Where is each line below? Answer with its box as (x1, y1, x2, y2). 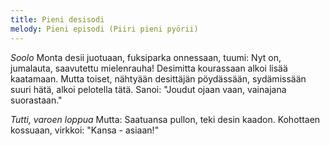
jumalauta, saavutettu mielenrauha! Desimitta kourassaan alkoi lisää (10, 62, 288, 74)
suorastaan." (10, 94, 63, 106)
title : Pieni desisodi (10, 14, 105, 25)
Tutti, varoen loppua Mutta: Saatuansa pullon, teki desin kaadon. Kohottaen (10, 113, 321, 125)
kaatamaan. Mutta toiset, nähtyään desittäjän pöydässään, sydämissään (10, 72, 307, 85)
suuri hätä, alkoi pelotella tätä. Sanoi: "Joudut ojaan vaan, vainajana (10, 83, 287, 95)
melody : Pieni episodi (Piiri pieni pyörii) (10, 24, 199, 34)
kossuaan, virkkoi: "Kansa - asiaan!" (10, 124, 160, 136)
